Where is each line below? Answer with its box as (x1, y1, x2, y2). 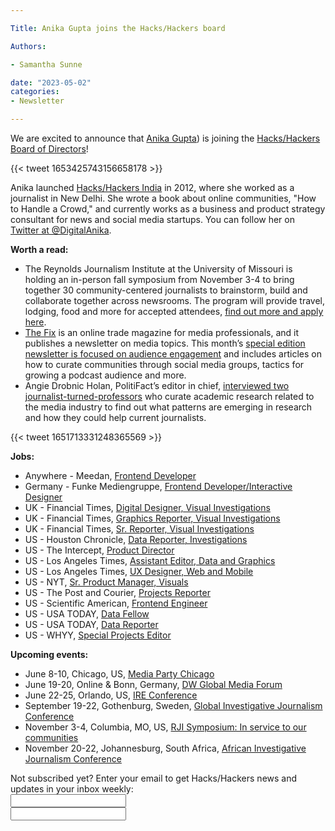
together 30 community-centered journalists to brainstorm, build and (24, 284, 308, 296)
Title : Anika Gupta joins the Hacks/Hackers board (10, 23, 226, 33)
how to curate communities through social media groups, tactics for (24, 359, 305, 370)
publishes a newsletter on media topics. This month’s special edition (24, 337, 306, 349)
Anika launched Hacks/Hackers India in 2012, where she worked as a (10, 182, 295, 193)
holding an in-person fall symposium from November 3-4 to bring (24, 274, 295, 285)
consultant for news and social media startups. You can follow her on (10, 214, 295, 225)
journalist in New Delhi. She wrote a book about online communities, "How (10, 192, 317, 204)
